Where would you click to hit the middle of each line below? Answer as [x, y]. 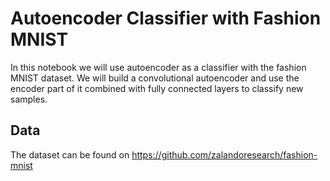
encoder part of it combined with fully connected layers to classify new [157, 88]
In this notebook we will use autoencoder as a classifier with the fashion [158, 67]
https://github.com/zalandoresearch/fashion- [224, 154]
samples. [29, 99]
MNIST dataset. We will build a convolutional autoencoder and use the [155, 78]
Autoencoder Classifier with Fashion [166, 18]
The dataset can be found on [70, 154]
